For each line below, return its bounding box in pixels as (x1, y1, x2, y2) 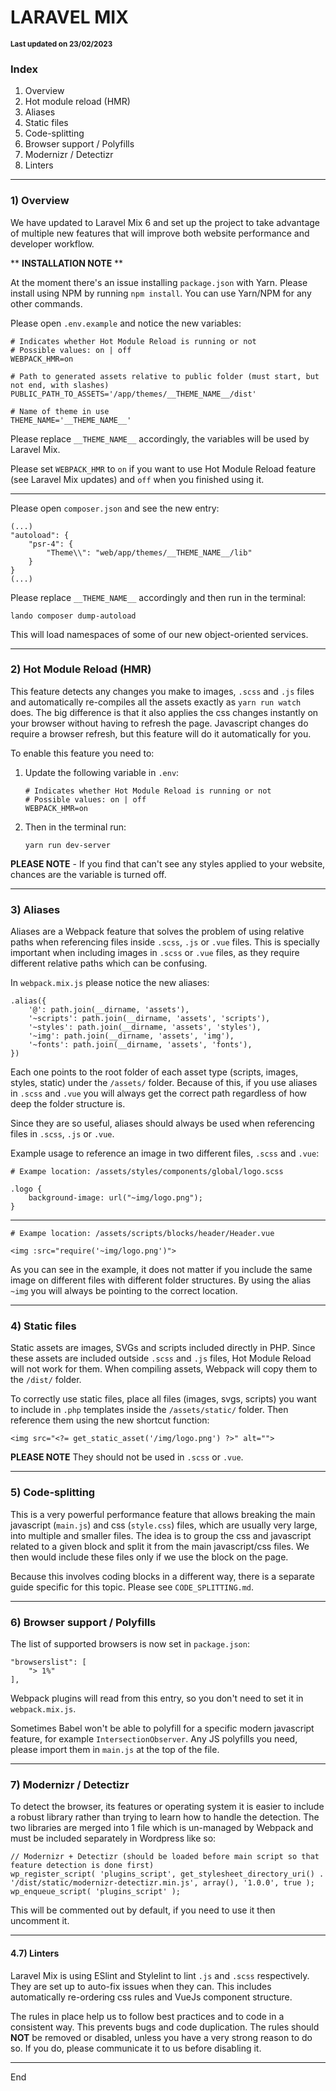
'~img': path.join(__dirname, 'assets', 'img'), (28, 1031, 235, 1041)
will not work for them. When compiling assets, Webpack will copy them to (10, 1363, 318, 1375)
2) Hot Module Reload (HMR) (10, 662, 152, 676)
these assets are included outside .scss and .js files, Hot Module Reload (10, 1352, 312, 1365)
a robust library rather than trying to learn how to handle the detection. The (10, 1811, 320, 1823)
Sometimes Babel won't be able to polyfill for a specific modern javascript (10, 1722, 315, 1735)
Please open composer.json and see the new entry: (10, 502, 220, 514)
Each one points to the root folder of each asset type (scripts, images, (10, 1066, 299, 1078)
